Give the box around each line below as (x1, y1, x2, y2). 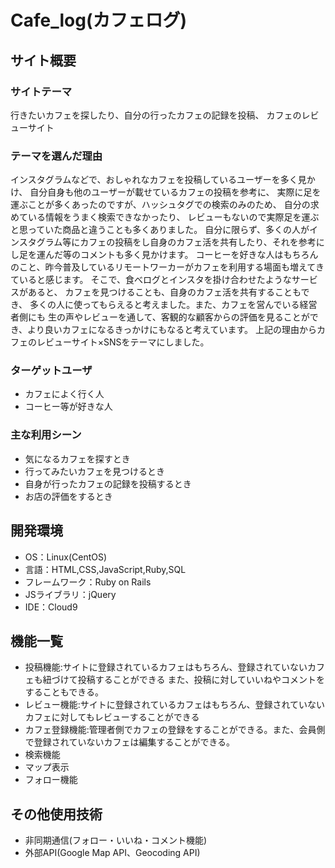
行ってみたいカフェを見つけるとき (24, 465, 166, 477)
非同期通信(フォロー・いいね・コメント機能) (24, 834, 208, 846)
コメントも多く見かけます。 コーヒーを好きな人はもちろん (79, 249, 319, 261)
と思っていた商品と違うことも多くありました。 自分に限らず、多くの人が (10, 224, 310, 236)
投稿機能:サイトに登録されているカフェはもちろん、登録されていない (24, 661, 308, 673)
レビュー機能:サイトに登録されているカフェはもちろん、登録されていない (24, 699, 325, 711)
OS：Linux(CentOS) (24, 551, 108, 563)
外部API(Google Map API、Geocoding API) (24, 847, 201, 859)
